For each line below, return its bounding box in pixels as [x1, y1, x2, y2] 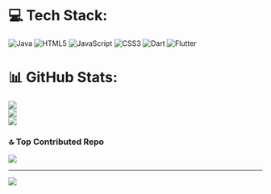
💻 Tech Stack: [8, 6, 108, 25]
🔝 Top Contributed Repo [8, 136, 105, 147]
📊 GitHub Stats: [8, 68, 119, 87]
